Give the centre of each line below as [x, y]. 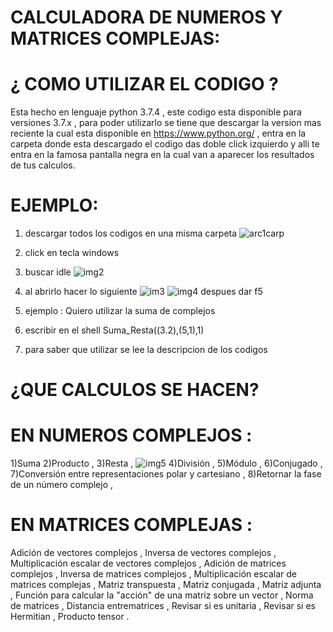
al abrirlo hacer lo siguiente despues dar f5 [143, 292]
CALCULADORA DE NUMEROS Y [146, 17]
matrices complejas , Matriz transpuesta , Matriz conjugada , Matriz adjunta [166, 585]
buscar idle [48, 272]
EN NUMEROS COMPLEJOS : [131, 435]
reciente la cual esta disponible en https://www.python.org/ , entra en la [158, 133]
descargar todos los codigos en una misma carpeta [131, 233]
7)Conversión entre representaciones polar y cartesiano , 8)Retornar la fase [166, 474]
